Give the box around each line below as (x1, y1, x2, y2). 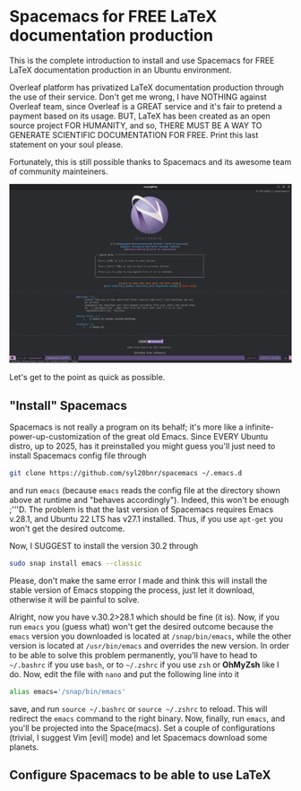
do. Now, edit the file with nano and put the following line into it (9, 668, 240, 679)
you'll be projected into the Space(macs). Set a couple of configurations (9, 722, 276, 733)
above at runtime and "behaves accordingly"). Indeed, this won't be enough (9, 495, 289, 506)
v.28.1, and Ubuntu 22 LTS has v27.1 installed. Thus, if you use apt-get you (9, 514, 284, 525)
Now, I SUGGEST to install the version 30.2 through (9, 541, 199, 552)
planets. (9, 742, 39, 752)
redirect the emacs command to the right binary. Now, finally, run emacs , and (9, 713, 285, 724)
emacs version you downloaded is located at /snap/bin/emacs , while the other (9, 630, 292, 641)
